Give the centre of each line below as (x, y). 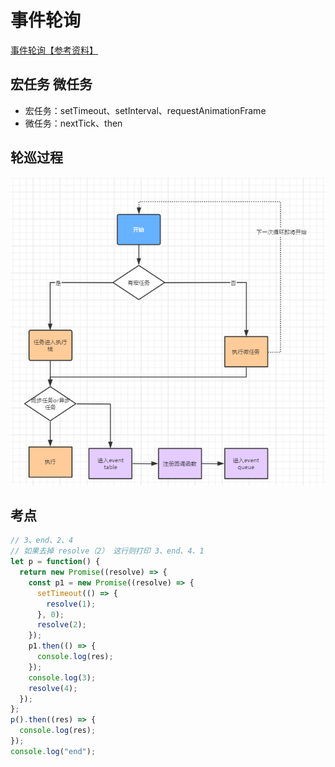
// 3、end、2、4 (42, 541)
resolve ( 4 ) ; (53, 688)
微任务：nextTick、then (73, 123)
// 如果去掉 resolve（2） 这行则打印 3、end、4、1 (107, 551)
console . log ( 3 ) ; (62, 677)
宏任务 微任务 (51, 84)
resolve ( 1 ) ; (71, 604)
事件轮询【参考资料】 (54, 50)
